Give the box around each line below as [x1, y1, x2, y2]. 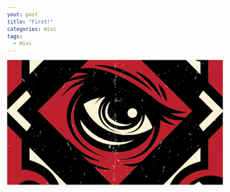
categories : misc [7, 25, 57, 32]
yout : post [7, 11, 38, 18]
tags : [7, 33, 23, 40]
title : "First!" [7, 18, 53, 25]
